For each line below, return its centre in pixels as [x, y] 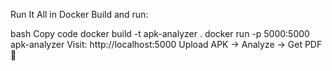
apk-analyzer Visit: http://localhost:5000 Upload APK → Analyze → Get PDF [166, 44]
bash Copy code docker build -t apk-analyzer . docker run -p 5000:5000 [160, 33]
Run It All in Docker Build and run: [79, 14]
